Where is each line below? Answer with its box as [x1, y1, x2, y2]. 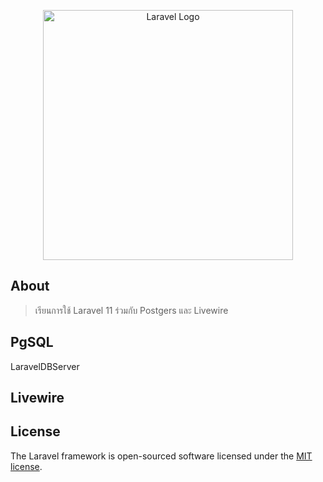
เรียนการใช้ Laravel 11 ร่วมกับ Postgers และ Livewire [34, 304, 229, 316]
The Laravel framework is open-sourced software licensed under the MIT [10, 450, 313, 462]
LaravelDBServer [10, 360, 80, 372]
